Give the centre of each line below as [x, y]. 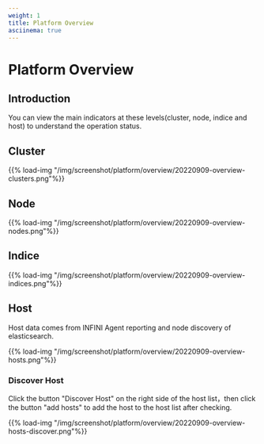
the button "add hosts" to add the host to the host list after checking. [120, 407]
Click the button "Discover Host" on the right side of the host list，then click [132, 398]
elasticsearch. [31, 336]
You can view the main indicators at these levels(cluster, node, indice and [128, 118]
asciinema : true [35, 30]
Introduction [40, 99]
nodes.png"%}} [34, 231]
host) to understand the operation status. [75, 126]
